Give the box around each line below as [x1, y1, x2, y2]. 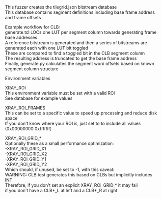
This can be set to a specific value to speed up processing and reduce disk [5, 110, 157, 116]
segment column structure [5, 66, 59, 72]
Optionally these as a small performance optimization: [5, 141, 114, 146]
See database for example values [5, 95, 73, 101]
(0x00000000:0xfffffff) [5, 126, 52, 132]
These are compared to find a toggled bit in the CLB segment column [5, 50, 145, 56]
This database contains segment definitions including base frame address [5, 9, 155, 15]
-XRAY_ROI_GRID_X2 [5, 151, 48, 157]
